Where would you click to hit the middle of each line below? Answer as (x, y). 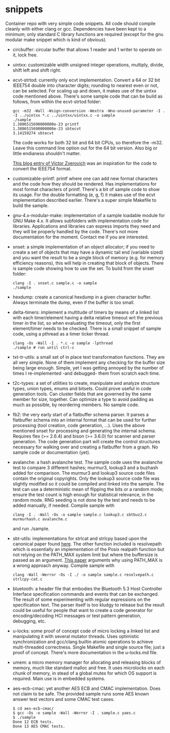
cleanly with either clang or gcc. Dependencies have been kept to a (76, 28)
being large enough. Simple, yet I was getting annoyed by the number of (88, 368)
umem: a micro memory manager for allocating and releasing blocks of (87, 662)
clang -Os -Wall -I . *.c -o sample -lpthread (63, 343)
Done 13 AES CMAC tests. (39, 726)
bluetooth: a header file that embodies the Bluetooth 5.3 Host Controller (87, 589)
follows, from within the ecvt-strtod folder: (57, 101)
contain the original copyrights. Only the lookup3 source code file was (86, 478)
